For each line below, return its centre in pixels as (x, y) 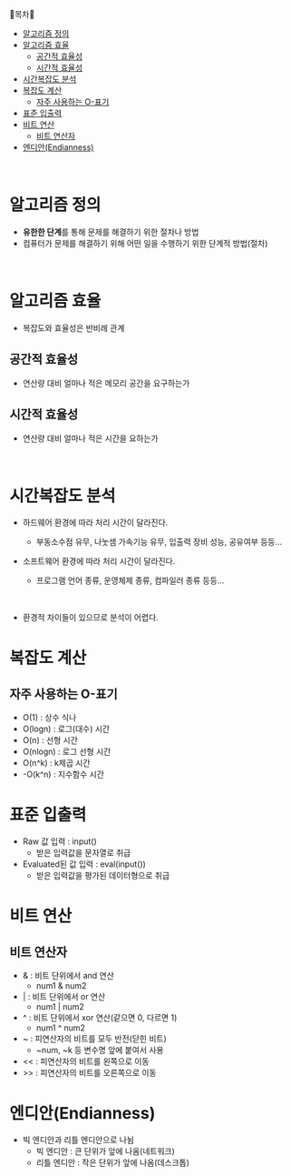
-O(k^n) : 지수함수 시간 (63, 774)
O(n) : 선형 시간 (50, 740)
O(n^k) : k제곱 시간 (56, 763)
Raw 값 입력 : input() (59, 841)
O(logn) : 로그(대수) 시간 (66, 729)
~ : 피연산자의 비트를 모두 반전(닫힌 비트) (95, 1039)
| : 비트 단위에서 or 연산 (64, 997)
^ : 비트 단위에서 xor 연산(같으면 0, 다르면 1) (100, 1018)
